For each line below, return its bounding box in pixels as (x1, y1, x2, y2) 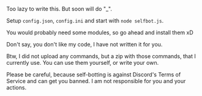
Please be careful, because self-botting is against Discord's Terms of (6, 71, 181, 78)
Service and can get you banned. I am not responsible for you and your (6, 78, 186, 84)
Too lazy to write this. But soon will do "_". (6, 6, 112, 12)
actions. (6, 84, 26, 91)
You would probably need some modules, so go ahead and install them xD (6, 29, 194, 36)
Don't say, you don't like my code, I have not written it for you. (6, 41, 163, 48)
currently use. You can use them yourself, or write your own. (6, 59, 159, 66)
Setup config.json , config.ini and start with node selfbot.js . (6, 17, 164, 24)
